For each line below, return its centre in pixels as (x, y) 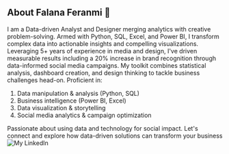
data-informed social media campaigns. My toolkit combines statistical (107, 65)
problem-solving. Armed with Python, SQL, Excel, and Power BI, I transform (113, 36)
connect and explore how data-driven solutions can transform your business (115, 136)
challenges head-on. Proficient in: (55, 80)
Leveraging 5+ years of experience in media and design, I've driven (102, 51)
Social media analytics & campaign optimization (84, 115)
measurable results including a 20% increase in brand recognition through (112, 58)
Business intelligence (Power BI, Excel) (71, 101)
